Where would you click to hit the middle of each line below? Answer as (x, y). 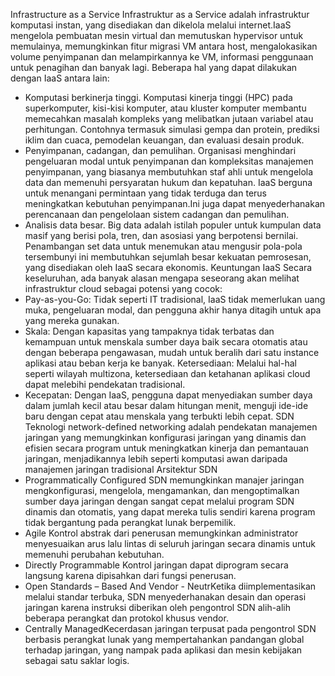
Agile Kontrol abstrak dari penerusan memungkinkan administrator (161, 533)
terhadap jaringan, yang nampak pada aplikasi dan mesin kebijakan (163, 650)
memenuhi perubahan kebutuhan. (94, 554)
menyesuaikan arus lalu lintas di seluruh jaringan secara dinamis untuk (170, 543)
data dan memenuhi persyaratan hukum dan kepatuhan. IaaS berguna (168, 182)
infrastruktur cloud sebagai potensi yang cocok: (123, 288)
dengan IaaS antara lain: (60, 78)
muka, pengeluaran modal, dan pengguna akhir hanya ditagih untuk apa (173, 310)
